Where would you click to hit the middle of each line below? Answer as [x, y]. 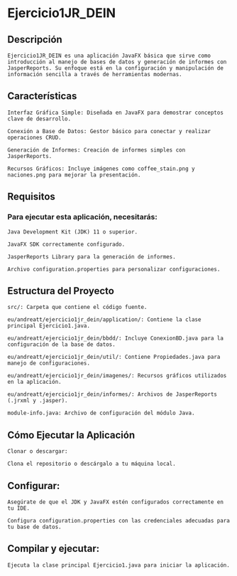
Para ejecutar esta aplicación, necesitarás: [82, 217]
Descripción [35, 40]
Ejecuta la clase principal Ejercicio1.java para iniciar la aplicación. [119, 565]
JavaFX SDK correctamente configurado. [66, 244]
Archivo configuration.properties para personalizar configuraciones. [114, 269]
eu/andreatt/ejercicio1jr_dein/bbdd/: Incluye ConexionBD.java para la [115, 339]
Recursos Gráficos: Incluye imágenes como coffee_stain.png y [101, 169]
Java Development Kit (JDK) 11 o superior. [73, 232]
